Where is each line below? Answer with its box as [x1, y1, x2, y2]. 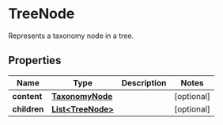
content [12, 90, 43, 101]
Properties [8, 54, 62, 67]
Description [121, 77, 167, 88]
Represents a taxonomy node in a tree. [8, 31, 134, 40]
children [12, 104, 44, 115]
